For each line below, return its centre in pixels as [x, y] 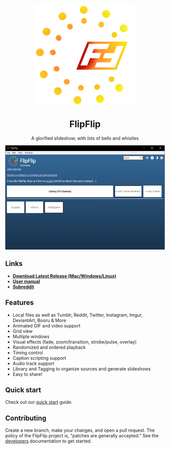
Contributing [26, 418]
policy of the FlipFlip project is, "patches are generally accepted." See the [82, 436]
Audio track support [33, 363]
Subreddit [23, 287]
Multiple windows [31, 336]
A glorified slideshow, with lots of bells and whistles [85, 138]
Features [19, 303]
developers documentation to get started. [49, 441]
